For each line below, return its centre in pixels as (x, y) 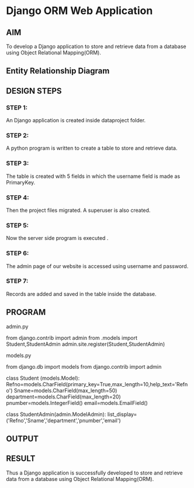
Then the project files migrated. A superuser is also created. (78, 210)
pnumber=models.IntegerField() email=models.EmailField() (77, 403)
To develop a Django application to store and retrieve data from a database (96, 46)
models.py (19, 355)
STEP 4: (18, 197)
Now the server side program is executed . (57, 238)
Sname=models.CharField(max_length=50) (65, 390)
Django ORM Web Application (79, 11)
